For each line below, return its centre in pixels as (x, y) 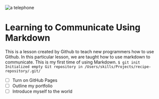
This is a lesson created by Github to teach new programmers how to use (79, 51)
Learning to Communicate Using (73, 28)
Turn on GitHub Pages (35, 80)
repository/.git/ (23, 71)
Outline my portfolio (32, 86)
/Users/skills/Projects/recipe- (118, 66)
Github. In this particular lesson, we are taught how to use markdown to (78, 57)
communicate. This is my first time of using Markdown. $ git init (73, 62)
